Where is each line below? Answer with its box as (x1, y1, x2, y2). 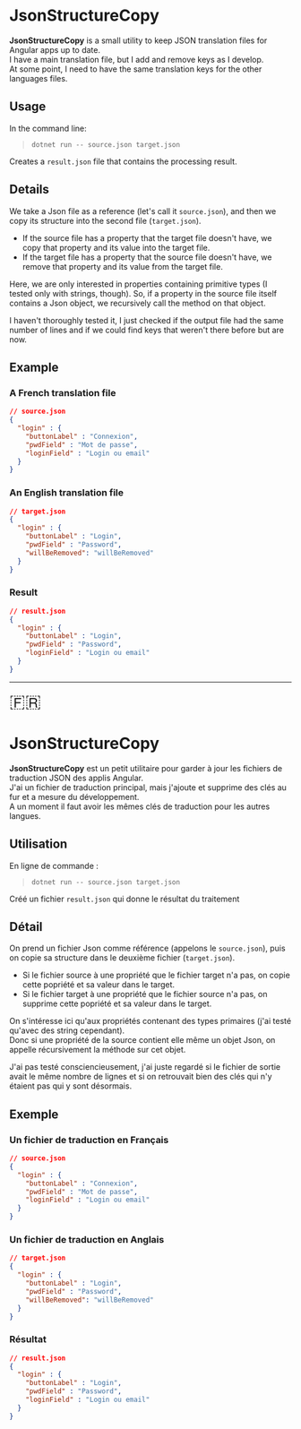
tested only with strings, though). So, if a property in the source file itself (9, 288, 278, 298)
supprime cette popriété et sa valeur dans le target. (21, 998, 212, 1009)
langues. (9, 810, 41, 821)
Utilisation (9, 837, 68, 852)
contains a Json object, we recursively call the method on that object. (9, 297, 266, 308)
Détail (9, 919, 43, 934)
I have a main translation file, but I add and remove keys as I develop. (9, 54, 264, 65)
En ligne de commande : (9, 860, 99, 871)
